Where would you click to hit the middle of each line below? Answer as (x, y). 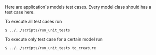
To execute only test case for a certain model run (54, 39)
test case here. (20, 12)
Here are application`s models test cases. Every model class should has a (78, 7)
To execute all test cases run (34, 21)
